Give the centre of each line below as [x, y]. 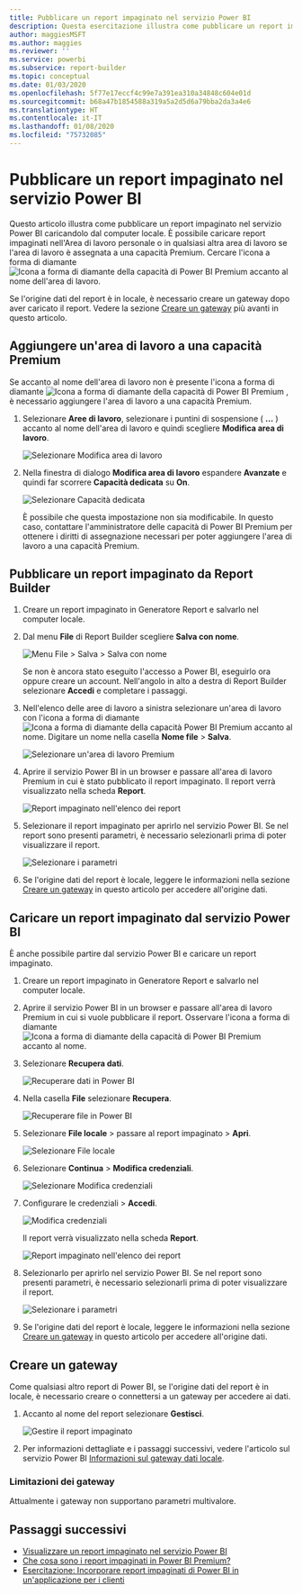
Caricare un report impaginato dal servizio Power [150, 918]
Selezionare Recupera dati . [73, 1063]
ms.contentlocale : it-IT [56, 118]
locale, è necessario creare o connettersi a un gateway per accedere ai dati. [150, 1397]
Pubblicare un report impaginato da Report [131, 574]
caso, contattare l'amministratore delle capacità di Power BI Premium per [157, 526]
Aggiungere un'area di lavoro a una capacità [136, 346]
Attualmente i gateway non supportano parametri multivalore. [123, 1501]
